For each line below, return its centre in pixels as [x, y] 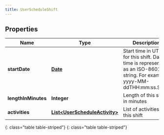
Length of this [139, 95]
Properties [21, 29]
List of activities [141, 109]
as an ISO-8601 [142, 69]
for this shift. [137, 57]
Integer [60, 99]
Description [146, 43]
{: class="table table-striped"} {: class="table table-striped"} [66, 127]
